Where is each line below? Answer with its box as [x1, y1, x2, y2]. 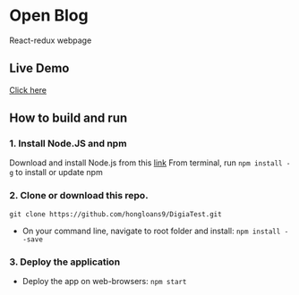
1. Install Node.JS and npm [9, 138, 127, 150]
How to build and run [9, 111, 128, 126]
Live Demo [9, 61, 70, 76]
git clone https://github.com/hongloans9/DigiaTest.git [9, 209, 222, 219]
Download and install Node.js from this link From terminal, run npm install [9, 157, 283, 168]
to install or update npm [15, 167, 103, 178]
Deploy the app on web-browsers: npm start [21, 276, 187, 287]
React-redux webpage [9, 35, 92, 46]
